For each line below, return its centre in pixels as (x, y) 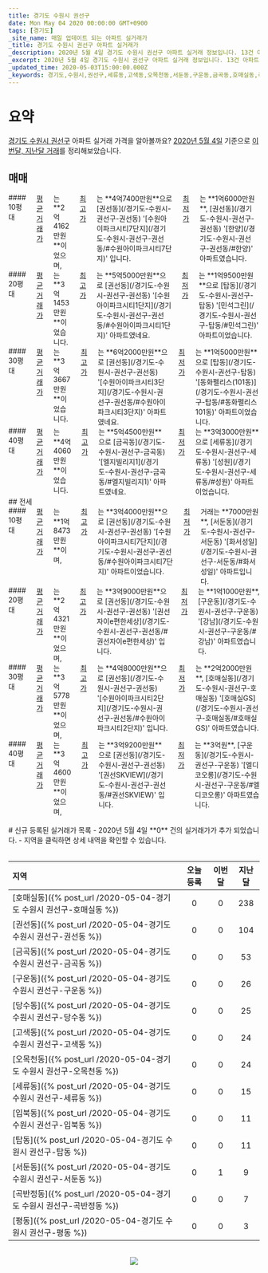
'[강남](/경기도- (222, 621)
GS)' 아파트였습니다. (227, 728)
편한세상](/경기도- (142, 621)
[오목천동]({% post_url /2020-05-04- (85, 1059)
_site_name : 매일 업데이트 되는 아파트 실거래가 (78, 38)
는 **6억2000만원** (130, 353)
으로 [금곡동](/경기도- (132, 442)
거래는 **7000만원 (230, 512)
